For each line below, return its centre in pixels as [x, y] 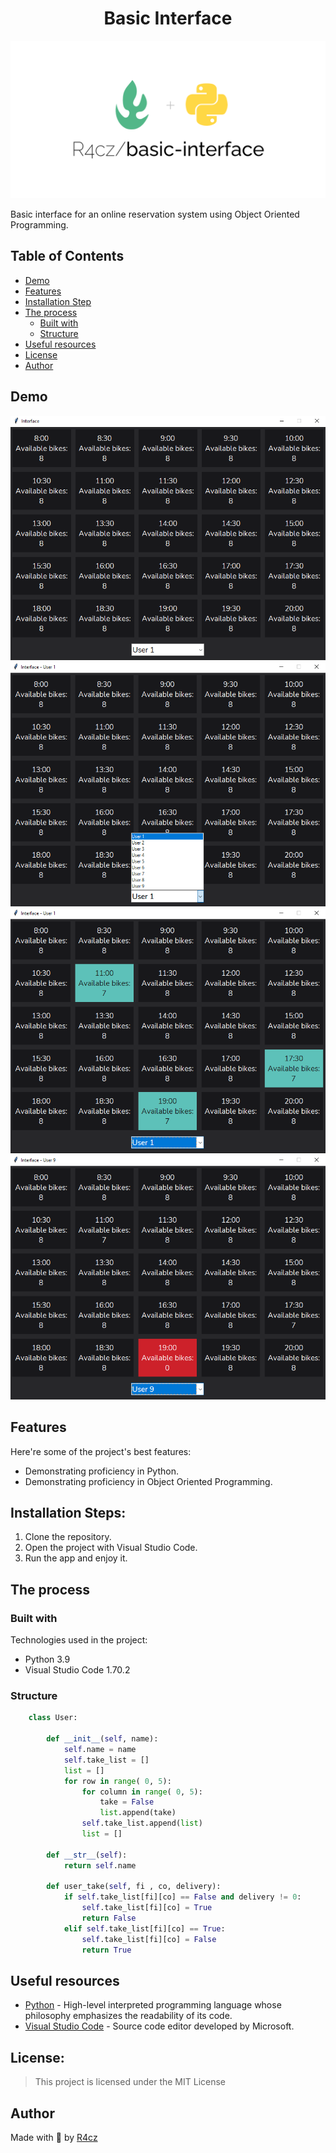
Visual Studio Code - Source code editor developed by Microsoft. [159, 2026]
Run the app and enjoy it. [76, 1558]
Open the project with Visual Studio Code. [111, 1548]
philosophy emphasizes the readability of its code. [128, 2016]
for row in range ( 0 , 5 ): [117, 1781]
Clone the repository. [68, 1537]
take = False [127, 1802]
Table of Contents [67, 256]
